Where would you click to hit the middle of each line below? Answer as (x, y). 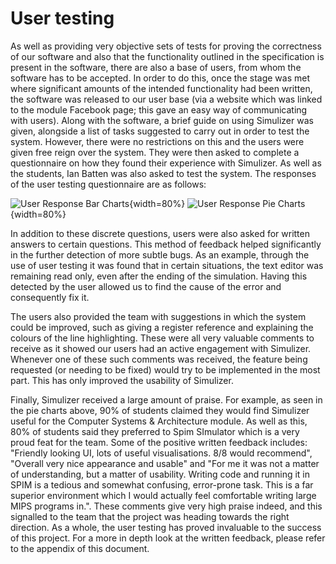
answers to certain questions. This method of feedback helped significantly (166, 244)
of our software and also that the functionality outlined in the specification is (167, 56)
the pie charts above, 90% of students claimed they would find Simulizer (160, 410)
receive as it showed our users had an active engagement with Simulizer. (161, 348)
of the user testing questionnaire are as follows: (108, 184)
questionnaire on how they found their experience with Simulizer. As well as (166, 163)
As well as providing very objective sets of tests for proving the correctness (166, 46)
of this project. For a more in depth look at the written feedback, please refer (168, 538)
